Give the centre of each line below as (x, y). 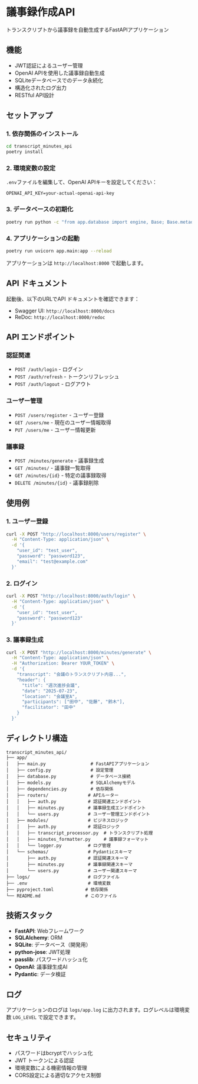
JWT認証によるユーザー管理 (49, 65)
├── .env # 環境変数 (58, 883)
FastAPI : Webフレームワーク (49, 931)
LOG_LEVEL (25, 1018)
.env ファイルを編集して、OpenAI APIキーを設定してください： (82, 182)
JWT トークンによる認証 (44, 1060)
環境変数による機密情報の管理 (51, 1068)
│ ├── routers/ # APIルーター (62, 795)
